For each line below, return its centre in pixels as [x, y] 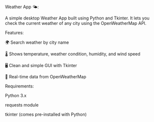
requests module [22, 105]
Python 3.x [16, 96]
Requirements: [19, 86]
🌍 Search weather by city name [37, 42]
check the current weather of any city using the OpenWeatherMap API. [76, 23]
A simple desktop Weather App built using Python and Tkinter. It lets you [77, 18]
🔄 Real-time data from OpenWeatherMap [46, 77]
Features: [15, 33]
